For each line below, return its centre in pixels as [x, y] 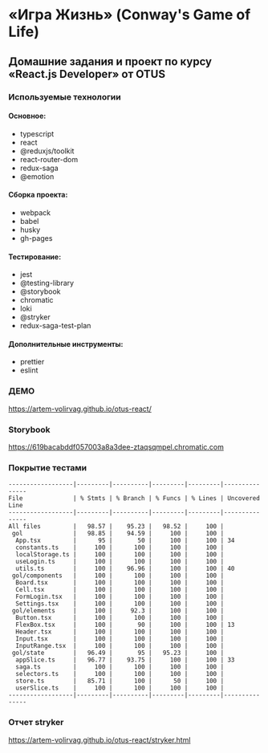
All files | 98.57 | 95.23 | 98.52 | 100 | [116, 527]
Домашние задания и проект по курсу [110, 61]
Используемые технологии [65, 96]
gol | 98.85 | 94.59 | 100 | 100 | [118, 534]
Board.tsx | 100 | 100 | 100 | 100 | [120, 583]
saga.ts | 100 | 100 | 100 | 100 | [120, 667]
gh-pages [36, 238]
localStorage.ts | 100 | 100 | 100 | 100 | [120, 555]
